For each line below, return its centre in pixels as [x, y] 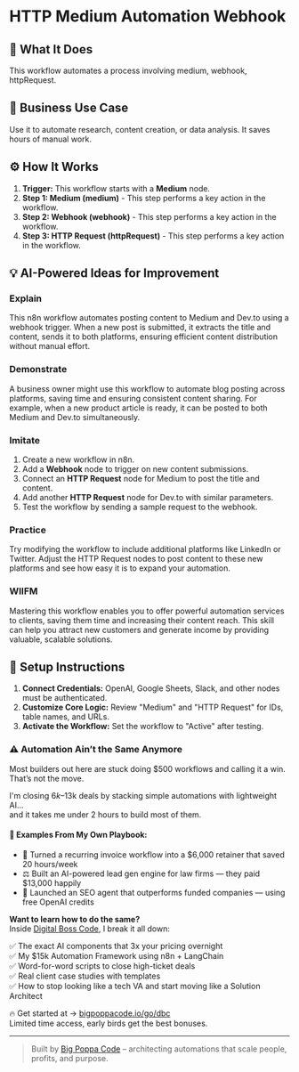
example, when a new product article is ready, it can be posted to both [139, 408]
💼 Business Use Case [69, 108]
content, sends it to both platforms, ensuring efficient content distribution [144, 337]
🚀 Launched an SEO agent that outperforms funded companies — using [154, 892]
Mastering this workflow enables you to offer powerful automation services [147, 611]
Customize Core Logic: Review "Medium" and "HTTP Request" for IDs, [153, 707]
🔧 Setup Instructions [67, 666]
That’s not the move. [47, 778]
